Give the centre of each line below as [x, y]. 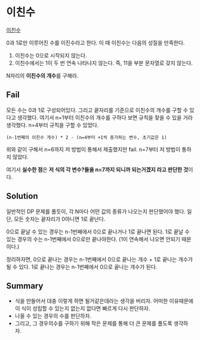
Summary [25, 286]
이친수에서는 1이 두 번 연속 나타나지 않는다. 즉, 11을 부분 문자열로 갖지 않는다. [104, 63]
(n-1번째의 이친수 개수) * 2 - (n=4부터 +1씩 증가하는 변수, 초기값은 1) [87, 137]
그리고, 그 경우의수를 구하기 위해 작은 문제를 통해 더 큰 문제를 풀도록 [93, 323]
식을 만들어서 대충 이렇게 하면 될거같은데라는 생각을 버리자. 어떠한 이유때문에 [104, 301]
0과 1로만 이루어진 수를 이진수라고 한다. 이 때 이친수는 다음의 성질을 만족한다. [96, 42]
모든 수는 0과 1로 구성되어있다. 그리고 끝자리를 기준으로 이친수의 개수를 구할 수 [97, 110]
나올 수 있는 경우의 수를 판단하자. [53, 316]
